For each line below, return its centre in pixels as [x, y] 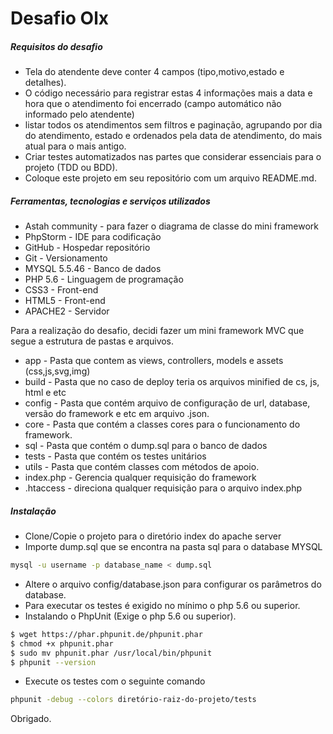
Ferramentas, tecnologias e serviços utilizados [110, 201]
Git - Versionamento [66, 258]
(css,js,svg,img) [57, 371]
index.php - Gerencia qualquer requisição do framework [140, 478]
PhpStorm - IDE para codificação [93, 237]
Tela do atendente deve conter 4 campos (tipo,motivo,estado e [154, 72]
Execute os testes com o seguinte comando [115, 681]
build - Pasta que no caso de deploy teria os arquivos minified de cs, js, [172, 382]
